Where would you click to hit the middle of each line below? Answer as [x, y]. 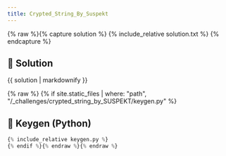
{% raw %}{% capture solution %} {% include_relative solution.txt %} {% [113, 34]
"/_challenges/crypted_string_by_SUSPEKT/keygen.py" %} [92, 101]
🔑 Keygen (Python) [49, 123]
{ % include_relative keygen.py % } [58, 140]
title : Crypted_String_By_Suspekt [58, 14]
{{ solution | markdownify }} [48, 80]
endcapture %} [29, 41]
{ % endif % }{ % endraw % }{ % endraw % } [63, 146]
